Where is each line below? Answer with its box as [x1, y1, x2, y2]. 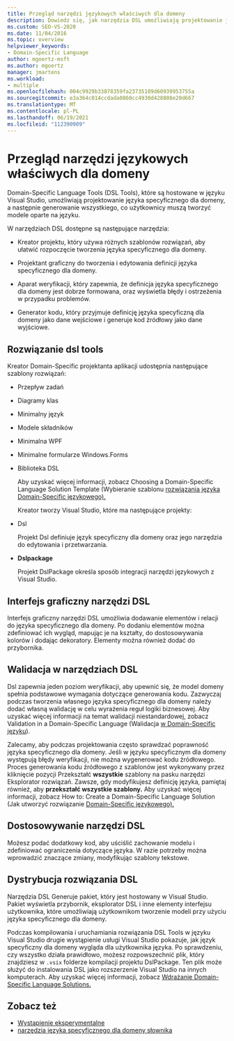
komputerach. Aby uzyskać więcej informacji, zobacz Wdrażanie [7, 973, 193, 981]
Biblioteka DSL [17, 464, 60, 472]
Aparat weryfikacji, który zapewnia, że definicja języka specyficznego [17, 280, 219, 289]
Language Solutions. [32, 980, 92, 989]
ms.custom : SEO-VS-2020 [7, 23, 77, 30]
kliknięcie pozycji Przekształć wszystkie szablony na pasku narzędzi [7, 770, 205, 778]
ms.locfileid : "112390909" [7, 120, 86, 128]
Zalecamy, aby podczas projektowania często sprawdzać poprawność [7, 740, 209, 748]
